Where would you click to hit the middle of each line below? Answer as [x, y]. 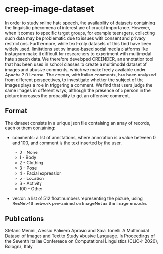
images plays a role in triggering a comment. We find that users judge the [79, 85]
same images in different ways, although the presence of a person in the [78, 90]
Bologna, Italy [19, 246]
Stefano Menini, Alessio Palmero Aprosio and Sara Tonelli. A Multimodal [77, 230]
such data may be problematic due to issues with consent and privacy [75, 38]
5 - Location [32, 178]
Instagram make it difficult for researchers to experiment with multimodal [78, 54]
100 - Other [31, 189]
